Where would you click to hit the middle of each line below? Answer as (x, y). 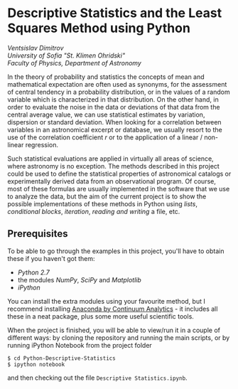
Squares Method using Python (99, 28)
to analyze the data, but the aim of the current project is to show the (107, 196)
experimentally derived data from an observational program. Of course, (112, 181)
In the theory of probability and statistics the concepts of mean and (106, 77)
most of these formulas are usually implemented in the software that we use (119, 188)
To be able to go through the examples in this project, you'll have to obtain (116, 251)
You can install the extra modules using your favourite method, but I (107, 301)
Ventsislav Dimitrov (36, 48)
